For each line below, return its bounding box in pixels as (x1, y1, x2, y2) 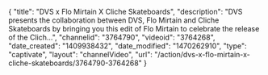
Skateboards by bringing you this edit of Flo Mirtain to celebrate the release (8, 24, 260, 33)
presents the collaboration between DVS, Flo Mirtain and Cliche (8, 15, 220, 25)
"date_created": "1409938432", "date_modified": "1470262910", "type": (8, 41, 248, 51)
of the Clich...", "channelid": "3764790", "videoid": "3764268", (8, 32, 216, 42)
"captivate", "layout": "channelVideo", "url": (8, 50, 153, 59)
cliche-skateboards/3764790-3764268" (8, 58, 143, 68)
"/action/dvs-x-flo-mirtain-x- (154, 50, 250, 59)
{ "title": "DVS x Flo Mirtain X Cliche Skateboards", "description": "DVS (8, 7, 243, 16)
